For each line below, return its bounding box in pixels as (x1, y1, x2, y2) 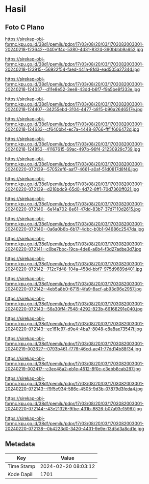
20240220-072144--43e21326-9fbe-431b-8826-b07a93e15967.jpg (5, 406, 142, 411)
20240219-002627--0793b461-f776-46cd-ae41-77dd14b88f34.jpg (5, 346, 141, 352)
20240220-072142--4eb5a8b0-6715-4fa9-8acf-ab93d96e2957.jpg (5, 286, 142, 292)
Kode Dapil (7, 471, 33, 478)
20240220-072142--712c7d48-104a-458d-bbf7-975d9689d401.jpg (5, 266, 142, 272)
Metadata (5, 440, 35, 448)
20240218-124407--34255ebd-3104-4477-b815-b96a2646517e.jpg (5, 107, 143, 112)
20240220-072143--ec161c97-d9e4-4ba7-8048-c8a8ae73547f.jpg (5, 326, 142, 332)
